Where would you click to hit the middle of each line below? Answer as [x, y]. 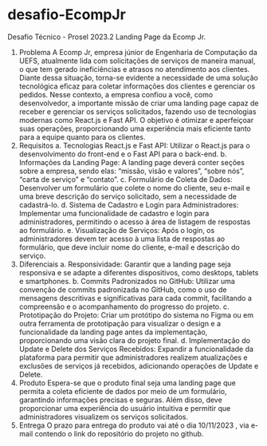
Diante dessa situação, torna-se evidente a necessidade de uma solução [138, 77]
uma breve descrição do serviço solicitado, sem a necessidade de [128, 196]
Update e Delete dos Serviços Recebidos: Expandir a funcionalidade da [136, 349]
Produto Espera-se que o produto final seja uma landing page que [127, 383]
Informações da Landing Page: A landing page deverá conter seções [132, 162]
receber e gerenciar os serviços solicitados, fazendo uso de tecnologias [137, 111]
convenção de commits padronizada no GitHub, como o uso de [123, 290]
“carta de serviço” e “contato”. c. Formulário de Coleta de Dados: [126, 179]
